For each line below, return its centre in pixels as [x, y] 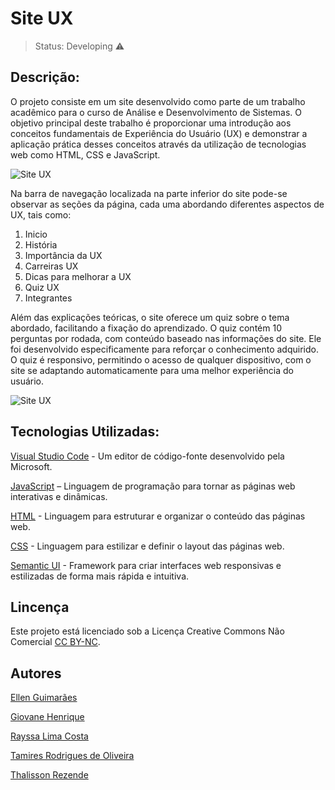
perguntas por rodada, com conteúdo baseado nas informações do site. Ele [166, 338]
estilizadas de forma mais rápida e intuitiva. [100, 576]
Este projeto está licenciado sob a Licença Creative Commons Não [147, 631]
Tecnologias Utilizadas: [85, 432]
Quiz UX [42, 287]
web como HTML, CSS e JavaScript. [85, 154]
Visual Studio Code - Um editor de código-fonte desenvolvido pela [147, 456]
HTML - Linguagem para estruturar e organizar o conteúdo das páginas [158, 516]
